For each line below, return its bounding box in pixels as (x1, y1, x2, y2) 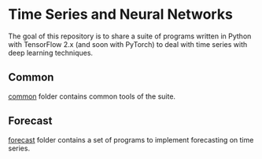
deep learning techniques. (8, 48, 93, 57)
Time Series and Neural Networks (8, 5, 234, 23)
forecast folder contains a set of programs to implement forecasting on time (8, 135, 254, 144)
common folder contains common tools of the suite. (8, 92, 175, 101)
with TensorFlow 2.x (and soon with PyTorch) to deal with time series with (8, 39, 248, 49)
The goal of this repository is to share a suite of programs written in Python (8, 31, 252, 41)
